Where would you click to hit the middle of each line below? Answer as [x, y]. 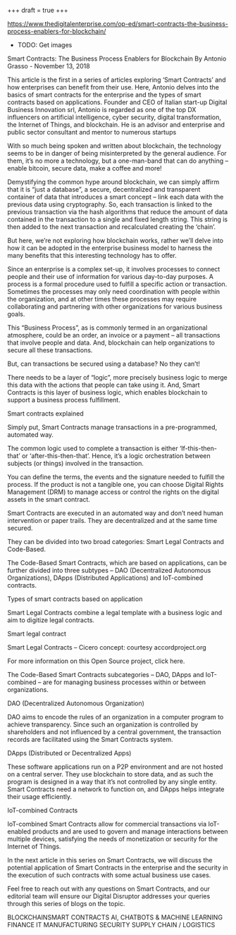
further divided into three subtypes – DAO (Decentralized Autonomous [109, 570]
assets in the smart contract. [49, 499]
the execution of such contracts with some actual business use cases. [109, 875]
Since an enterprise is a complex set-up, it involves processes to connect [114, 269]
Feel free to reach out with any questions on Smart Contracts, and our [108, 888]
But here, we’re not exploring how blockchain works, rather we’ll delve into [116, 240]
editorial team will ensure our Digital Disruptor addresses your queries [109, 896]
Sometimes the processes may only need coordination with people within [114, 291]
